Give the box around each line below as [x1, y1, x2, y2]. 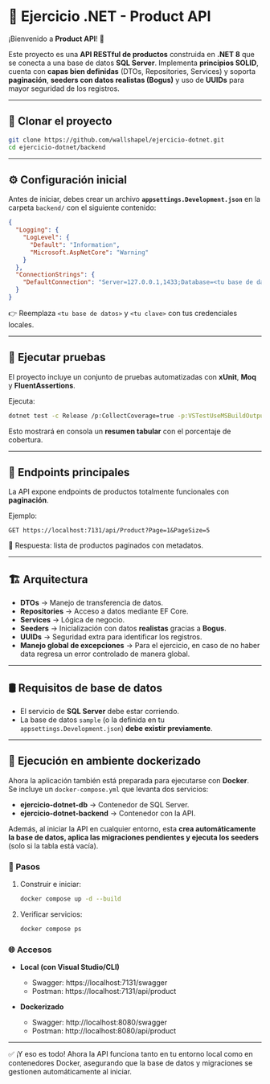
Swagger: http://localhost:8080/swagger [31, 1017, 167, 1028]
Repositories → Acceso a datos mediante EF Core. [19, 606, 189, 616]
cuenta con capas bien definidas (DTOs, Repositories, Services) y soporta [8, 66, 256, 76]
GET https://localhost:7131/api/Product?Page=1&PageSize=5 [8, 527, 211, 535]
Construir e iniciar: [19, 880, 82, 889]
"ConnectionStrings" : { [15, 271, 95, 279]
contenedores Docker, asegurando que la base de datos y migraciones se [8, 1058, 253, 1068]
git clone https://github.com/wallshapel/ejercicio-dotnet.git [8, 136, 225, 144]
